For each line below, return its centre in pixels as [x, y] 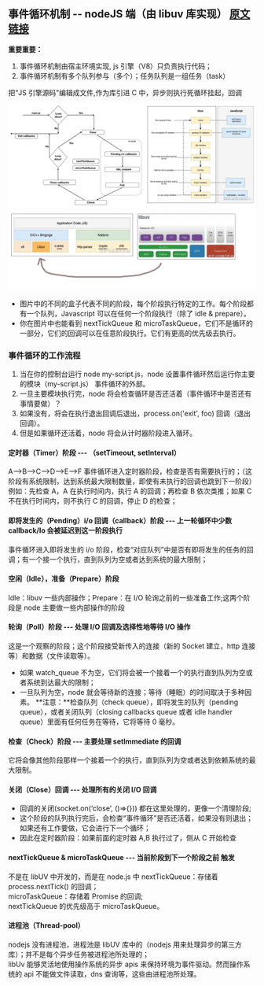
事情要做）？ [40, 404]
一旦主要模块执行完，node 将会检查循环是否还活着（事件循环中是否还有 [136, 394]
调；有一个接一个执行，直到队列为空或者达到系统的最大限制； [108, 559]
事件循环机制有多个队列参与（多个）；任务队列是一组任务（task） [125, 76]
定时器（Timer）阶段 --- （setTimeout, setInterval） [94, 452]
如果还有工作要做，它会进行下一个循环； [85, 828]
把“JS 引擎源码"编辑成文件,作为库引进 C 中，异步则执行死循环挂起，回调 [125, 92]
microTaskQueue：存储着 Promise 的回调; [76, 896]
